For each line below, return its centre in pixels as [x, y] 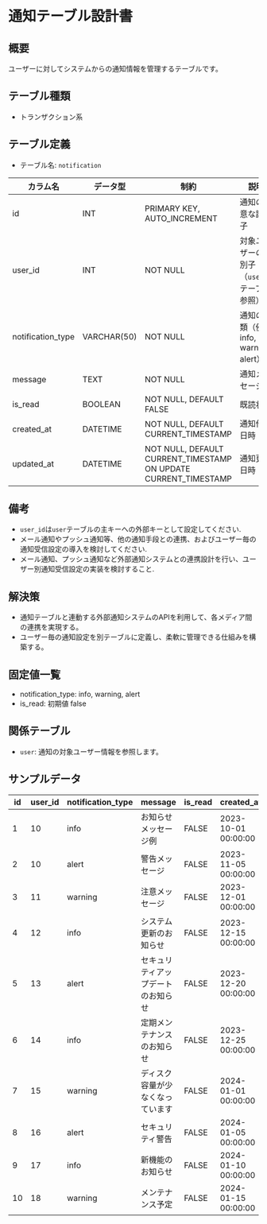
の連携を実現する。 [51, 627]
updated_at [33, 463]
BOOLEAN [102, 404]
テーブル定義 [39, 144]
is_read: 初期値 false [53, 703]
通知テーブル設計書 [71, 16]
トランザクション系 [51, 117]
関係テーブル [39, 731]
